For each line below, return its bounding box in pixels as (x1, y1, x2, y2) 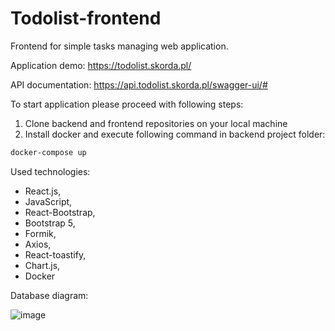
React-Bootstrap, (24, 206, 96, 218)
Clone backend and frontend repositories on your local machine (24, 117, 288, 129)
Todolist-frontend (10, 7, 162, 30)
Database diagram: (10, 289, 89, 301)
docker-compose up (10, 147, 87, 157)
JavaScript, (24, 195, 73, 207)
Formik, (24, 227, 57, 239)
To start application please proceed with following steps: (10, 98, 244, 110)
